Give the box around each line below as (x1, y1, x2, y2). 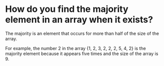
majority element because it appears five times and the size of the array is (5, 51, 158, 57)
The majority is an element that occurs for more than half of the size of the (5, 30, 159, 36)
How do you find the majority (5, 3, 129, 15)
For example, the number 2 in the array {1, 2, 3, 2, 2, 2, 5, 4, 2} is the (5, 45, 146, 51)
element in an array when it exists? (5, 14, 153, 25)
